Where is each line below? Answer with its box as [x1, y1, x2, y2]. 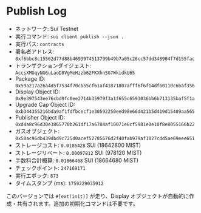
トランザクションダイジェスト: [15, 62, 92, 69]
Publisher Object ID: [15, 113, 66, 121]
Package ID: [15, 75, 46, 83]
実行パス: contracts [15, 40, 65, 47]
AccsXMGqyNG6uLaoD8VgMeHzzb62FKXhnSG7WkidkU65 [15, 70, 135, 76]
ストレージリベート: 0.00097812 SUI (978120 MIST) [15, 149, 142, 156]
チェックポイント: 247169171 [15, 164, 86, 171]
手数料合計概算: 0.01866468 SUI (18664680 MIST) [15, 157, 138, 164]
